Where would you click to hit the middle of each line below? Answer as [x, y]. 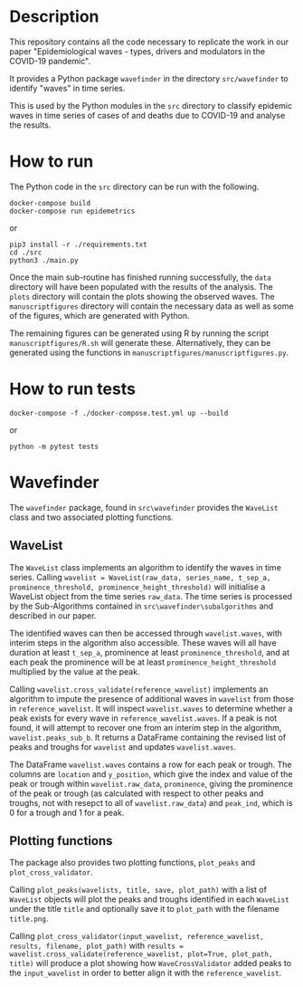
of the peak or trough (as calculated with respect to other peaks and [137, 793]
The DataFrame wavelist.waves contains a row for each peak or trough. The [151, 764]
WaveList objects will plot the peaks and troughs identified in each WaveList [149, 899]
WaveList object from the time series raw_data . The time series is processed [151, 596]
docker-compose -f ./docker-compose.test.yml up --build [119, 413]
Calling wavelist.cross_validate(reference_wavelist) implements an [139, 689]
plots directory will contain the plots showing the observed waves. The [142, 296]
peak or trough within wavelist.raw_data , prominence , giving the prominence [151, 783]
